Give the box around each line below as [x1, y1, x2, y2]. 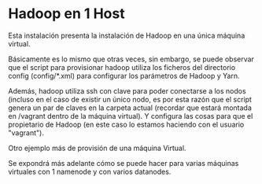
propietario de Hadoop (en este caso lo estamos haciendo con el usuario [8, 120, 245, 129]
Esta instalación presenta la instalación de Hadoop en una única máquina [8, 31, 245, 40]
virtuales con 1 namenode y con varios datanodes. [8, 167, 172, 176]
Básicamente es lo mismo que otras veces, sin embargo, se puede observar [8, 54, 254, 64]
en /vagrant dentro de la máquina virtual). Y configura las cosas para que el [8, 111, 253, 120]
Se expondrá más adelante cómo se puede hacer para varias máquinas [8, 158, 239, 167]
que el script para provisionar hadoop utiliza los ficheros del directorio [8, 62, 236, 72]
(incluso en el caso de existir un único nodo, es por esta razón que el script [8, 94, 252, 104]
